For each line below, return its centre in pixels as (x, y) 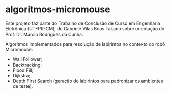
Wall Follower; (27, 59)
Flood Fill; (23, 70)
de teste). (23, 86)
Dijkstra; (21, 75)
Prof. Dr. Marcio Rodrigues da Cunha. (44, 34)
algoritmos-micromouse (58, 9)
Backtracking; (27, 65)
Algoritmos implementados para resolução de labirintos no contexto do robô (85, 44)
